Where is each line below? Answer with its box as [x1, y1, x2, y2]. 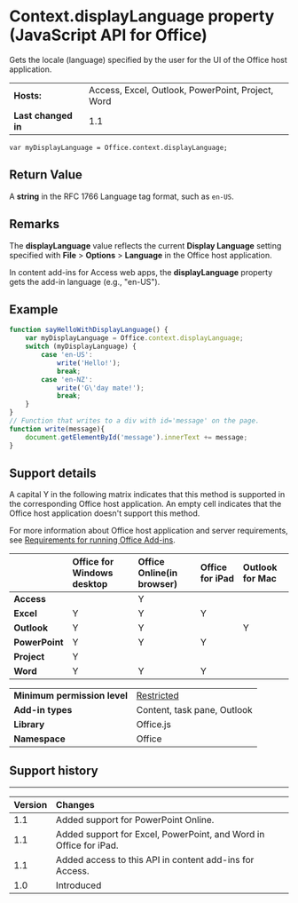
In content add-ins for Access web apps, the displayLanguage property [9, 266, 273, 277]
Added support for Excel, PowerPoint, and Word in [56, 828, 265, 841]
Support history [9, 763, 99, 778]
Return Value [9, 167, 82, 183]
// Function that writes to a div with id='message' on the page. [9, 416, 260, 425]
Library [13, 718, 45, 731]
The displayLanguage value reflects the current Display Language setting [9, 240, 282, 250]
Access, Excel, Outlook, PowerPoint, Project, [88, 83, 274, 96]
